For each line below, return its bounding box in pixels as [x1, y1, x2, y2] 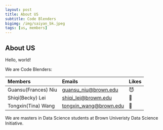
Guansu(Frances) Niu [7, 86, 58, 93]
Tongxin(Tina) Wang [7, 102, 55, 109]
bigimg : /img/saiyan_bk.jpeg [5, 21, 65, 26]
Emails [62, 78, 78, 85]
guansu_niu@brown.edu [62, 86, 119, 93]
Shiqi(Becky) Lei [7, 94, 46, 101]
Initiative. [5, 120, 24, 126]
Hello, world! [5, 57, 31, 63]
